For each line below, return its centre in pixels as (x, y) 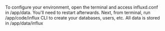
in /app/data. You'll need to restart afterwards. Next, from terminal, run (78, 12)
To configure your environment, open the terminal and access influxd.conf (82, 7)
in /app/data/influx (24, 23)
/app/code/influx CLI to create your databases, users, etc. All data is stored (82, 18)
